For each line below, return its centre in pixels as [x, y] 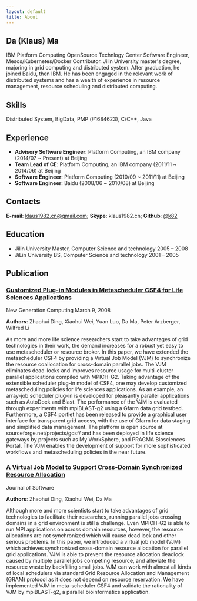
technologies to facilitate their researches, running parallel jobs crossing [94, 517]
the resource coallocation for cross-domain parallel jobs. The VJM [86, 364]
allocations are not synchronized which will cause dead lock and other [91, 535]
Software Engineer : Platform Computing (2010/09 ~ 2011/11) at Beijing [100, 177]
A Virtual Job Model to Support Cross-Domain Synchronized [94, 467]
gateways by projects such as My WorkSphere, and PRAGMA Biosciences [96, 440]
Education [25, 234]
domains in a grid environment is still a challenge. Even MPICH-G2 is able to [98, 523]
